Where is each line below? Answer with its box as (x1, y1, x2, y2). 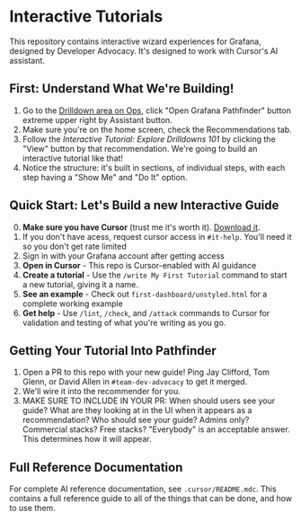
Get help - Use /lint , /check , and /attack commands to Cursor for (22, 307, 270, 318)
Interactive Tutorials (9, 6, 164, 27)
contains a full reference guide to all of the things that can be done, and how (9, 493, 293, 504)
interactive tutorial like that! (22, 153, 124, 163)
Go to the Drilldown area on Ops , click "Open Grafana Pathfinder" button (22, 105, 292, 116)
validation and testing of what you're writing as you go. (22, 317, 226, 328)
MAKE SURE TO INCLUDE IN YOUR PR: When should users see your (22, 395, 276, 406)
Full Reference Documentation (9, 460, 183, 475)
